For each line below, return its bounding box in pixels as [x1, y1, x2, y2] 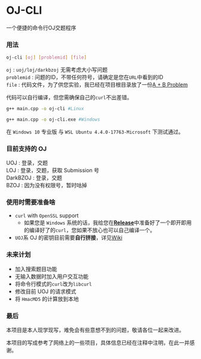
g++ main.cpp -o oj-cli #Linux [6, 106, 84, 112]
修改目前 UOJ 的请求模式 [14, 288, 77, 295]
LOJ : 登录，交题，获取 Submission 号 [6, 167, 100, 174]
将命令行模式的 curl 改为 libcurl [14, 280, 92, 287]
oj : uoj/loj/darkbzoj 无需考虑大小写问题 [6, 66, 108, 74]
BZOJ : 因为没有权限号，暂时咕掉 [6, 182, 88, 189]
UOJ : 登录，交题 [6, 159, 48, 166]
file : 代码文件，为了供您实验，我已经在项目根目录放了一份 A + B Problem [6, 81, 188, 89]
